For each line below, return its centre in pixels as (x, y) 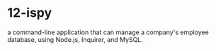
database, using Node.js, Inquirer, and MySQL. (75, 39)
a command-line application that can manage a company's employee (108, 32)
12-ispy (30, 13)
